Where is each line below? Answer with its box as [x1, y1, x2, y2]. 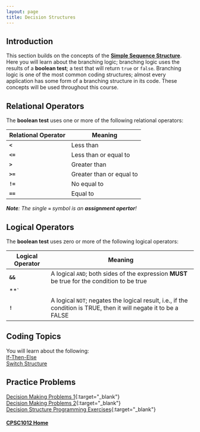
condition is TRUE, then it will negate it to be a [50, 303, 179, 312]
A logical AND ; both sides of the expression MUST [50, 269, 187, 278]
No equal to [71, 180, 104, 188]
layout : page [6, 8, 39, 15]
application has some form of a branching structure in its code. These [6, 77, 177, 85]
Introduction [6, 36, 54, 46]
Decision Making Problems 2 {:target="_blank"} [6, 399, 121, 406]
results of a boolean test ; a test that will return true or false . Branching [6, 65, 182, 72]
